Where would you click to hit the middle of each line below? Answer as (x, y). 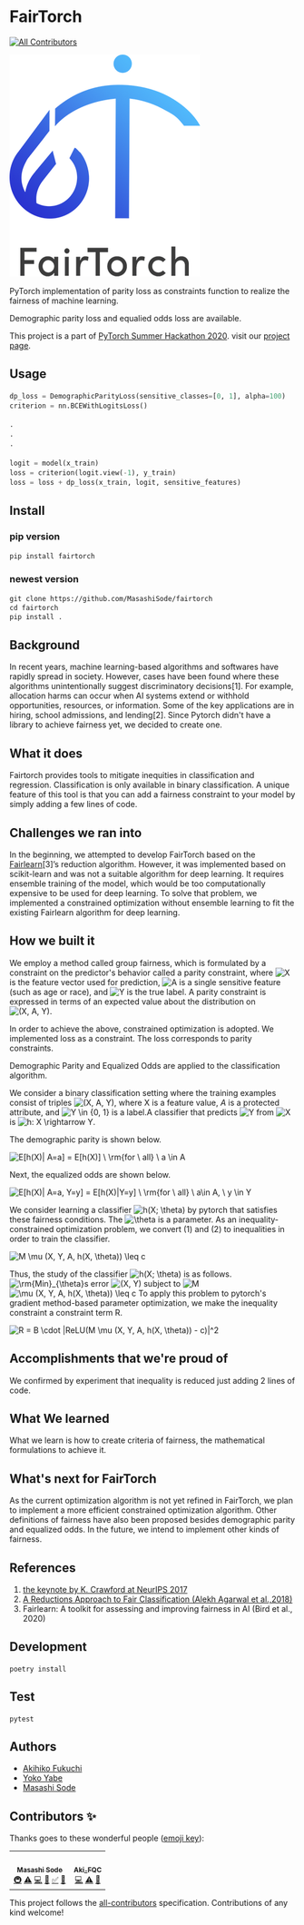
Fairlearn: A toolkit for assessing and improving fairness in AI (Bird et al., (157, 1608)
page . (20, 345)
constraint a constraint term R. (66, 1312)
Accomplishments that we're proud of (119, 1359)
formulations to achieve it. (58, 1450)
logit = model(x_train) (54, 463)
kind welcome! (37, 1912)
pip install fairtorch (52, 557)
